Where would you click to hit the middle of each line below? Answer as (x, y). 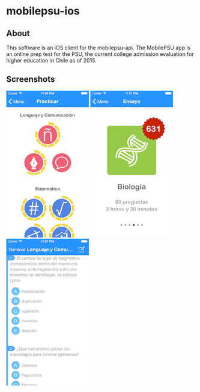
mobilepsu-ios (43, 11)
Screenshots (31, 79)
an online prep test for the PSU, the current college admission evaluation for (100, 54)
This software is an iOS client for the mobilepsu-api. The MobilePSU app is (98, 47)
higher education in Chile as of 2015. (52, 60)
